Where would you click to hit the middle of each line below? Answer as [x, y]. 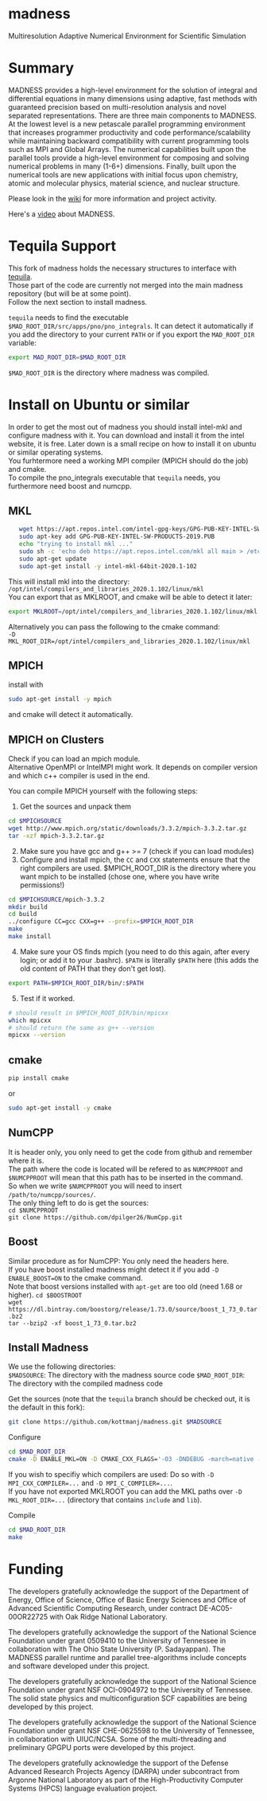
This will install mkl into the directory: [69, 581]
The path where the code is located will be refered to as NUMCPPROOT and [126, 1169]
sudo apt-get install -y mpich [60, 700]
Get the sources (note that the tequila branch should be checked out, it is [129, 1399]
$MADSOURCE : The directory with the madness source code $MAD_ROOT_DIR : [127, 1375]
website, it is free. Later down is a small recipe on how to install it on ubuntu [132, 443]
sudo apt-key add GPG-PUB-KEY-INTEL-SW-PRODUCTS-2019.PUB [117, 537]
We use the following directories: [62, 1366]
